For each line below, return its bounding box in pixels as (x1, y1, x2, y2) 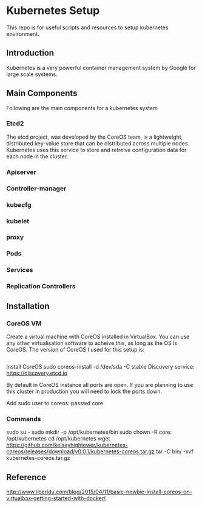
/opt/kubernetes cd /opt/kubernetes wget (6, 435, 110, 442)
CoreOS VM (6, 319, 42, 327)
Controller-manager (6, 184, 67, 192)
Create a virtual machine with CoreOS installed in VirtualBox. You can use (6, 333, 190, 340)
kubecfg (6, 200, 32, 209)
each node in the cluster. (6, 153, 69, 160)
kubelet (6, 217, 29, 225)
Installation (6, 301, 50, 311)
